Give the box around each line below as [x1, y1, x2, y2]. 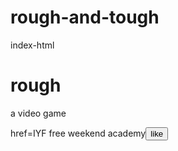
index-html [10, 39, 55, 51]
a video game [10, 107, 67, 119]
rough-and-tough [10, 6, 160, 29]
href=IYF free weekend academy [10, 127, 147, 139]
